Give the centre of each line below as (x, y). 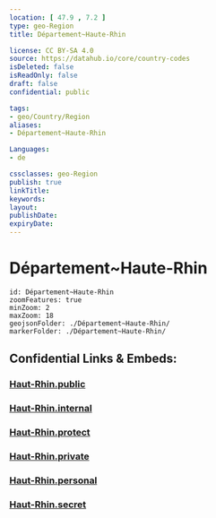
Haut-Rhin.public (48, 384)
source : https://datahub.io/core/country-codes (100, 59)
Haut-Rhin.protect (50, 433)
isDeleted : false (42, 67)
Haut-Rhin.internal (51, 409)
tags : (19, 108)
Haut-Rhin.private (49, 456)
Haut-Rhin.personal (53, 480)
